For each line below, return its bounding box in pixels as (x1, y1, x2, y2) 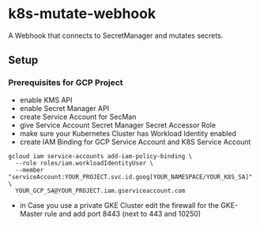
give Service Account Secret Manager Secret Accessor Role (19, 120, 216, 130)
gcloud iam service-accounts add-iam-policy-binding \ (8, 152, 193, 160)
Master (19, 209, 43, 218)
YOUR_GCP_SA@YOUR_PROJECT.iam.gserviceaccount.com (15, 187, 186, 195)
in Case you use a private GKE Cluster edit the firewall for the (19, 200, 220, 209)
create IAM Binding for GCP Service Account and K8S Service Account (19, 137, 251, 146)
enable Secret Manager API (19, 103, 109, 113)
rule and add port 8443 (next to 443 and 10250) (44, 209, 202, 218)
